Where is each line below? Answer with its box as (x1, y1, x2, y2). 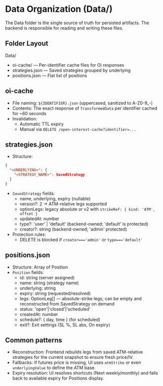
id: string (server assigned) (19, 274, 75, 280)
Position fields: (12, 269, 44, 275)
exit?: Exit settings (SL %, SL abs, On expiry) (19, 322, 110, 328)
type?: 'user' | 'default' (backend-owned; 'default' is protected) (19, 221, 149, 227)
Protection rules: (12, 231, 46, 237)
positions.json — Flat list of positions (12, 73, 87, 78)
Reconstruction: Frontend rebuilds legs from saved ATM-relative (12, 349, 143, 355)
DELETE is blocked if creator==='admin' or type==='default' (19, 236, 143, 242)
